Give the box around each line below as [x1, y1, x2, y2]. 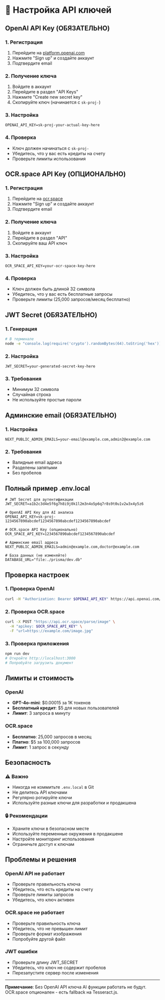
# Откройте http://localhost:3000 [5, 656, 76, 661]
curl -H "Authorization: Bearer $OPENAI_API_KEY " [5, 596, 109, 601]
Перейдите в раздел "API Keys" [12, 89, 79, 95]
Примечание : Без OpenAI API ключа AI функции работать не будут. [5, 984, 146, 990]
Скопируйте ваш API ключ [12, 240, 67, 246]
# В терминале [5, 336, 34, 342]
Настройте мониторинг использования [12, 836, 95, 842]
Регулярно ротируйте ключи [12, 795, 72, 801]
